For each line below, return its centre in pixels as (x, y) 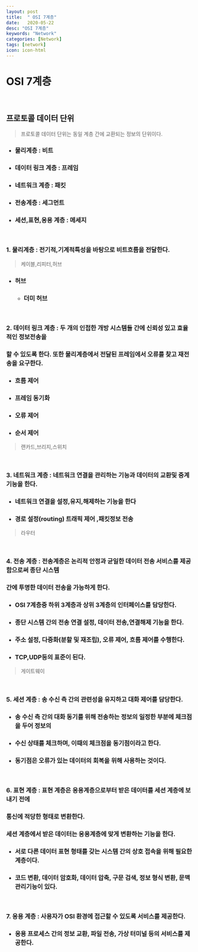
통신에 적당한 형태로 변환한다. (46, 816)
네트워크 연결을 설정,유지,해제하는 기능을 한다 (75, 501)
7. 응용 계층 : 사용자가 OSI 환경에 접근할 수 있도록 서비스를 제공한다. (96, 916)
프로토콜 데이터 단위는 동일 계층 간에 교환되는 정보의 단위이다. (92, 133)
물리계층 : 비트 (34, 151)
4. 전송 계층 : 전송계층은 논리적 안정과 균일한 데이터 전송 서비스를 (92, 561)
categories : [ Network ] (34, 39)
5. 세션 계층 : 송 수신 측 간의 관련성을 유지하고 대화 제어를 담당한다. (95, 699)
